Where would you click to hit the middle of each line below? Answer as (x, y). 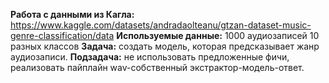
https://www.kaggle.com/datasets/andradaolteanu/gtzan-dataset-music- (161, 25)
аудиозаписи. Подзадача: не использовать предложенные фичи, (150, 57)
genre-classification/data (62, 35)
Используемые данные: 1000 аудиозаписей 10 (218, 35)
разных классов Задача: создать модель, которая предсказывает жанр (165, 46)
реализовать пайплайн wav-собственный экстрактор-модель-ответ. (157, 67)
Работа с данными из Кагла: (72, 14)
